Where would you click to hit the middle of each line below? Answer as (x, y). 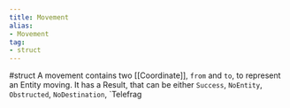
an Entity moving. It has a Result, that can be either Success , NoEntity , (136, 85)
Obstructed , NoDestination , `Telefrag (76, 95)
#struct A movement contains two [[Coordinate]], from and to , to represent (145, 75)
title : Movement (39, 17)
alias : (21, 26)
